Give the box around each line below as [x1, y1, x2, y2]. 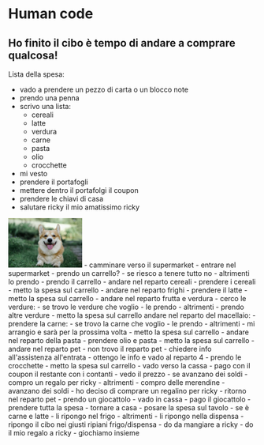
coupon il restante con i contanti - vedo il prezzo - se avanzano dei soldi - [8, 369, 248, 379]
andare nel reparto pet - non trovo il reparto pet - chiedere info [8, 345, 212, 354]
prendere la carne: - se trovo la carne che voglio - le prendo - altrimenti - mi [8, 319, 255, 329]
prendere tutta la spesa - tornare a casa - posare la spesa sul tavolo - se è [8, 403, 250, 413]
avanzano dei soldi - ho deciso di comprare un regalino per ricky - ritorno [8, 387, 247, 396]
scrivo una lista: [19, 102, 71, 111]
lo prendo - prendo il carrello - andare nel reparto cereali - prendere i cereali [8, 277, 256, 287]
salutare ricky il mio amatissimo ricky [19, 202, 140, 212]
